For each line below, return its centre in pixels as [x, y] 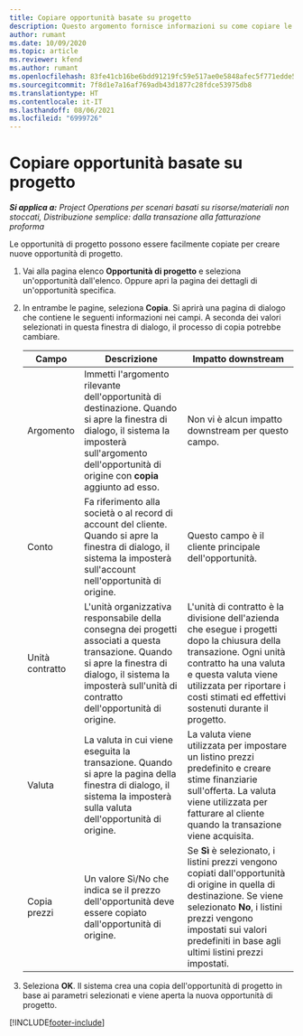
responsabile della [123, 618]
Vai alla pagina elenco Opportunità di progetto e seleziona [132, 271]
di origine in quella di [231, 884]
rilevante [103, 386]
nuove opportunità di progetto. [66, 254]
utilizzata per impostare [237, 746]
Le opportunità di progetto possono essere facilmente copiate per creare [145, 244]
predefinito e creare [229, 769]
